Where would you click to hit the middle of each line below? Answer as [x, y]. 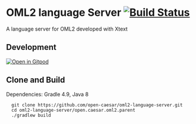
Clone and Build [36, 80]
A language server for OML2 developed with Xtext [67, 29]
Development [31, 47]
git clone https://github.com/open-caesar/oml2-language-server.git [97, 105]
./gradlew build [31, 115]
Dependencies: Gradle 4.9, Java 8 [47, 94]
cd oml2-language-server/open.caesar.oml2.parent [73, 110]
